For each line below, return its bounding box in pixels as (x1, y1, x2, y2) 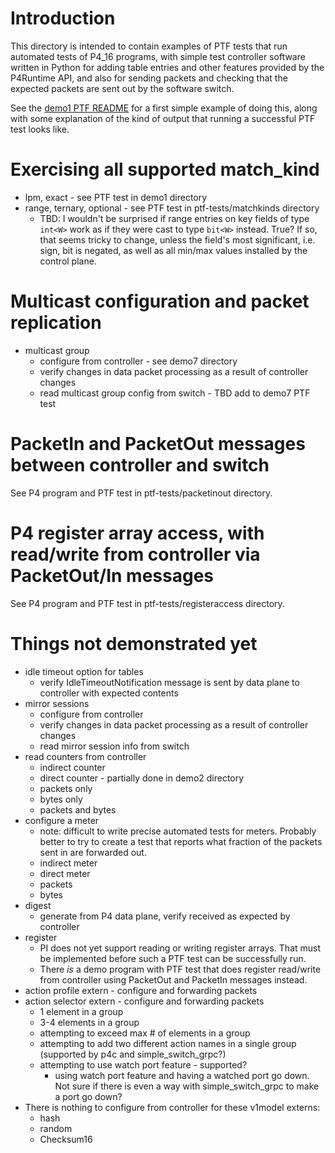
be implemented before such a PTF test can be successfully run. (39, 952, 307, 964)
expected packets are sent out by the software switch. (10, 82, 235, 94)
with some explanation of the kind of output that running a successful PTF (10, 112, 316, 124)
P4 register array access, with (10, 522, 265, 544)
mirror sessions (24, 697, 90, 709)
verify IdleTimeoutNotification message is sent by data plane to (39, 676, 300, 688)
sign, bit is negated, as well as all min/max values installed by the (39, 244, 308, 256)
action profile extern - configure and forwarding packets (24, 984, 258, 996)
